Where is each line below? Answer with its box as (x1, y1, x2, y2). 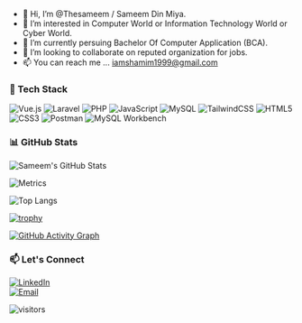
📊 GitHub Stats (9, 136, 78, 149)
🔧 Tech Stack (9, 82, 69, 95)
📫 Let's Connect (9, 253, 85, 265)
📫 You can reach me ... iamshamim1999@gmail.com (22, 57, 218, 68)
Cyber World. (22, 28, 72, 38)
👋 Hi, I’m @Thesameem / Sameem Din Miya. (22, 9, 187, 19)
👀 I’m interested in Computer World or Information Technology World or (22, 18, 288, 29)
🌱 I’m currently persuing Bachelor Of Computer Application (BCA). (22, 37, 269, 48)
